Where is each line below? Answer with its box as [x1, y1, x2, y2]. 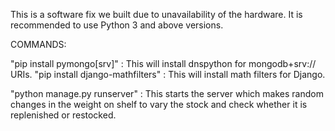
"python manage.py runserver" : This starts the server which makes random [10, 88, 324, 99]
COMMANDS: [10, 39, 67, 50]
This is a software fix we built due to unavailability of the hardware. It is [10, 9, 303, 20]
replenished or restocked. [10, 109, 117, 121]
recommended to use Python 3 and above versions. [10, 19, 224, 31]
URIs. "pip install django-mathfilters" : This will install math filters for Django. [10, 69, 326, 80]
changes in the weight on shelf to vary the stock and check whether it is [10, 99, 308, 110]
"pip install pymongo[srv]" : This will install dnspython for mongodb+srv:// [10, 58, 317, 69]
